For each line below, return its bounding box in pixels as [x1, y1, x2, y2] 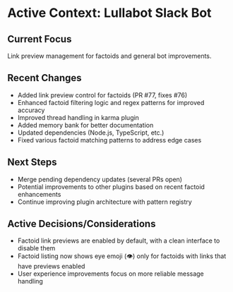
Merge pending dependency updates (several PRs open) [17, 175, 182, 183]
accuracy [17, 106, 45, 114]
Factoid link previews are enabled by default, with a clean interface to [17, 236, 220, 245]
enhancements [17, 190, 61, 198]
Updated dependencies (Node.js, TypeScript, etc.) [17, 128, 165, 137]
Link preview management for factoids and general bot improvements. [7, 51, 212, 60]
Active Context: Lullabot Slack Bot [7, 5, 212, 21]
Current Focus [7, 33, 72, 45]
